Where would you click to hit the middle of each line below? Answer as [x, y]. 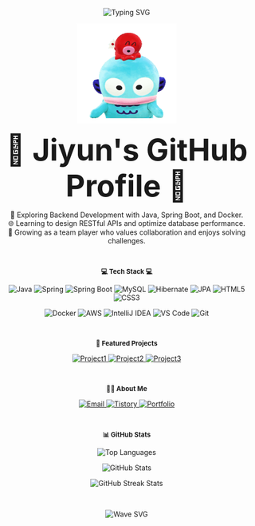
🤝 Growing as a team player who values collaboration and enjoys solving [127, 232]
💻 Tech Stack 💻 [127, 271]
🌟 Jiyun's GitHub [127, 150]
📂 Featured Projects [127, 343]
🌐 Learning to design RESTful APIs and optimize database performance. [127, 223]
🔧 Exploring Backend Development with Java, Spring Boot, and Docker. [127, 215]
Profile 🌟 [127, 186]
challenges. [127, 241]
